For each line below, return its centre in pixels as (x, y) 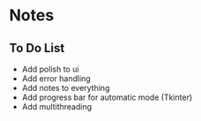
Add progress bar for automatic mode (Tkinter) (107, 97)
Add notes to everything (66, 88)
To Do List (37, 48)
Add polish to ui (50, 69)
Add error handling (56, 79)
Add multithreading (57, 106)
